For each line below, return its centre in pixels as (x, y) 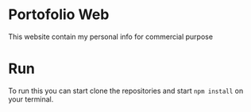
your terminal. (31, 99)
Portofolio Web (59, 15)
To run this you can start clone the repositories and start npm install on (126, 91)
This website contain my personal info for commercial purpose (110, 37)
